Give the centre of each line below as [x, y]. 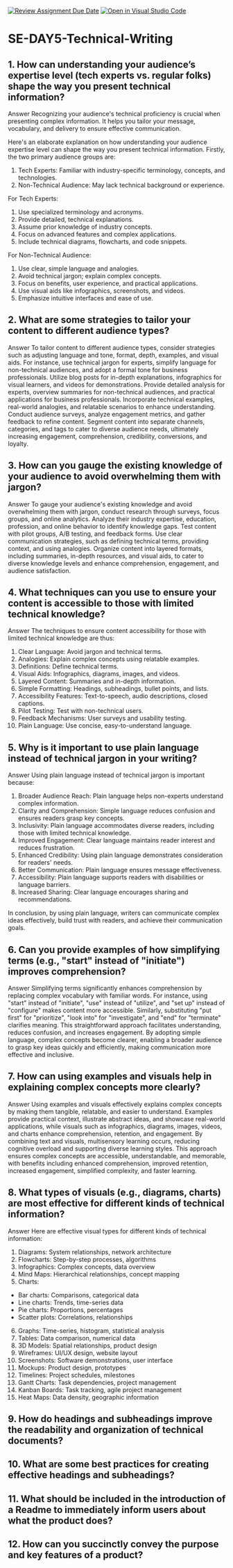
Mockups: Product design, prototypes [72, 1368]
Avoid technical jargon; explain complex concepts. [90, 276]
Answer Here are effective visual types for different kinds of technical [107, 1231]
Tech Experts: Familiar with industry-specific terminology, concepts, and [121, 170]
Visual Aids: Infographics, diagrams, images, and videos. [99, 674]
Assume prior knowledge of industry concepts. [85, 227]
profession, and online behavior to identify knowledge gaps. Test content [112, 526]
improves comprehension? [67, 971]
